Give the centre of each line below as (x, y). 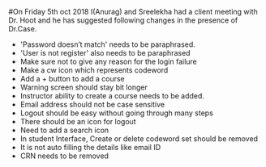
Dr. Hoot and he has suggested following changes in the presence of (123, 20)
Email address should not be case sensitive (92, 104)
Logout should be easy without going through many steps (116, 113)
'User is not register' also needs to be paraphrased (105, 53)
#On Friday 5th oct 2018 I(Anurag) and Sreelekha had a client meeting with (133, 12)
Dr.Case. (23, 29)
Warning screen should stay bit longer (84, 87)
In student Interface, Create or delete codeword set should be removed (139, 139)
